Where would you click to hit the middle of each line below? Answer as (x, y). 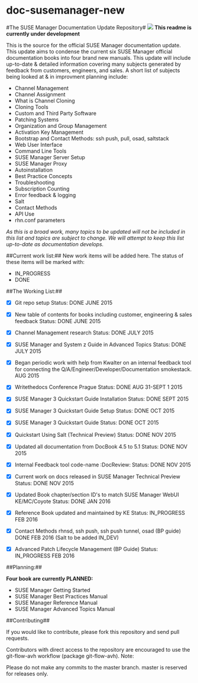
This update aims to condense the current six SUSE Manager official (89, 51)
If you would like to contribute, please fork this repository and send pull (93, 632)
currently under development (43, 34)
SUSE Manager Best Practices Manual (61, 596)
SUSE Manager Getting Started (52, 590)
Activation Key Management (49, 132)
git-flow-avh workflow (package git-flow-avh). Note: (70, 656)
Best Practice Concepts (43, 176)
